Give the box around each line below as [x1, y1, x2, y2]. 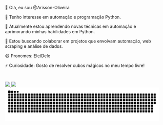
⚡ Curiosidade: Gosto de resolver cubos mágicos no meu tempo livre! [5, 62, 145, 68]
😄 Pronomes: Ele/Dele [5, 53, 51, 59]
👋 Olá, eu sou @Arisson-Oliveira [5, 5, 70, 10]
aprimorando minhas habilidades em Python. [5, 29, 95, 34]
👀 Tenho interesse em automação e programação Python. [5, 14, 121, 20]
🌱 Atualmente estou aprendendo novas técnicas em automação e [5, 23, 137, 29]
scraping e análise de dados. [5, 43, 63, 49]
